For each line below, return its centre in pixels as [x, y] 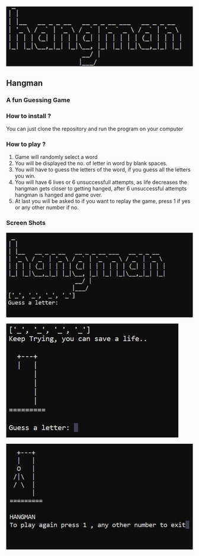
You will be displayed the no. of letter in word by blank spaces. [91, 163]
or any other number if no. [46, 208]
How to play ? [26, 144]
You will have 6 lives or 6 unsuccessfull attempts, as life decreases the [101, 182]
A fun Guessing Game [38, 100]
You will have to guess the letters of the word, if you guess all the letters [102, 170]
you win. [25, 176]
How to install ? [29, 116]
